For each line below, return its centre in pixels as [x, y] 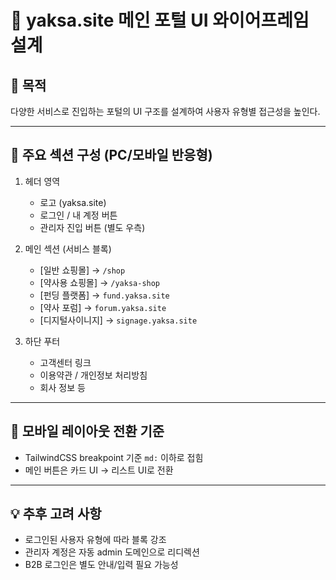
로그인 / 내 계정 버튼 [78, 215]
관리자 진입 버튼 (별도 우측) [92, 227]
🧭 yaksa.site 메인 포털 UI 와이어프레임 [160, 20]
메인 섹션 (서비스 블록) [68, 248]
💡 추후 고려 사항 [56, 514]
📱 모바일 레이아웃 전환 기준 [87, 431]
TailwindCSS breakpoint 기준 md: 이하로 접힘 [114, 457]
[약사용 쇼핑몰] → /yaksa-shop [100, 282]
